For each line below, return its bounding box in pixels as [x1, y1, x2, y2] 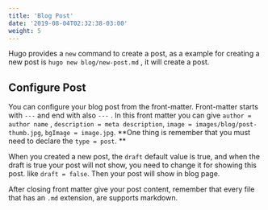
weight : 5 [8, 27, 42, 35]
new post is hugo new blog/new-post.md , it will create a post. [8, 57, 210, 67]
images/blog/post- [195, 121, 258, 129]
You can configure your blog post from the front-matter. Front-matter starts [8, 102, 258, 112]
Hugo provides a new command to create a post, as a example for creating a [8, 49, 260, 59]
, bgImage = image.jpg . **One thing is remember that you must [40, 128, 251, 138]
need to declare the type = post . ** [8, 136, 127, 146]
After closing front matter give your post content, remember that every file [8, 184, 255, 194]
